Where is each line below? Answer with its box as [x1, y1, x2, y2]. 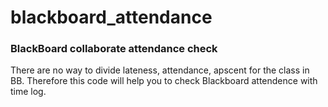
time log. [10, 86, 47, 98]
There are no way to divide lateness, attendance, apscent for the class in [10, 64, 310, 76]
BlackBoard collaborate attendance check [10, 42, 218, 56]
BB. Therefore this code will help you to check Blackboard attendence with [10, 75, 318, 87]
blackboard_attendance [10, 6, 213, 29]
